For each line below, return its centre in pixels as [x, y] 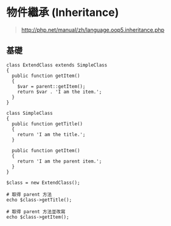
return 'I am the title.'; [51, 134]
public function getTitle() [47, 124]
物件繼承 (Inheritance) [63, 13]
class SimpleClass [30, 113]
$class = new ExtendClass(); [43, 183]
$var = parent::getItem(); [51, 86]
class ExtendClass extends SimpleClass [57, 65]
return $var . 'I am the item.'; [60, 92]
